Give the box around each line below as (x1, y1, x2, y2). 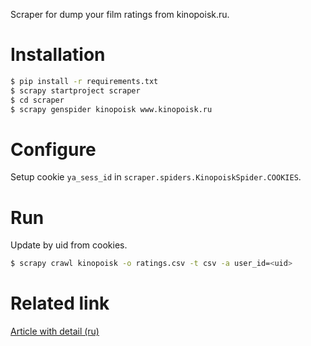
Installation (10, 44, 106, 66)
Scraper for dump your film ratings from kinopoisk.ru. (10, 9, 230, 20)
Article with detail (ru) (10, 325, 100, 338)
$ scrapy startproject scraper (10, 85, 141, 96)
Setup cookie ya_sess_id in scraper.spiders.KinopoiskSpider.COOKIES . (10, 171, 302, 183)
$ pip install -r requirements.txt (10, 76, 159, 86)
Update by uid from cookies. (10, 239, 128, 251)
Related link (10, 292, 110, 315)
